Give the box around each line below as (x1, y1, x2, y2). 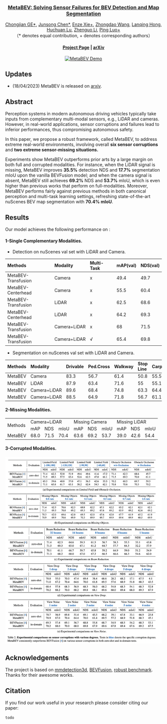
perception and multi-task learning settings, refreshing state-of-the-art (5, 194, 151, 200)
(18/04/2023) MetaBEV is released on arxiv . (12, 83, 102, 89)
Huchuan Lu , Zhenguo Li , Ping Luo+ (46, 27, 121, 33)
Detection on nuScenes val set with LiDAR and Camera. (12, 249, 126, 255)
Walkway (114, 363, 134, 369)
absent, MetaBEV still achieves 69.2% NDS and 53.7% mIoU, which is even (5, 178, 160, 184)
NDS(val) (140, 263, 160, 269)
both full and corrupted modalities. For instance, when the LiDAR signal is (5, 162, 156, 168)
